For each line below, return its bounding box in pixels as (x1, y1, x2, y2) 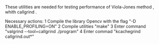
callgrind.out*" (5, 33, 34, 39)
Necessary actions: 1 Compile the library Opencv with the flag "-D (5, 19, 136, 24)
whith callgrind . (5, 9, 37, 15)
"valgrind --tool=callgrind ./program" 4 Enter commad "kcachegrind (5, 29, 141, 34)
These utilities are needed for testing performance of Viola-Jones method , (5, 4, 155, 10)
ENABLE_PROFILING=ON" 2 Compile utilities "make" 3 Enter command (5, 23, 146, 29)
